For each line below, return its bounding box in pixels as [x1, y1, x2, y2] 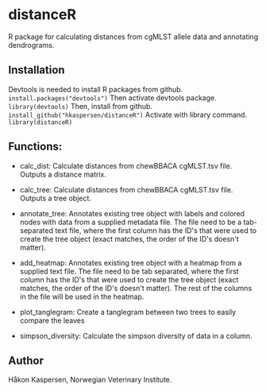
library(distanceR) [8, 118, 73, 126]
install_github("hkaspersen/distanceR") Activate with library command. [8, 110, 248, 119]
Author [8, 354, 44, 367]
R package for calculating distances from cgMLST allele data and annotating [8, 32, 259, 41]
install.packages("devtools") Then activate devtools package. [8, 93, 217, 103]
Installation [8, 64, 65, 77]
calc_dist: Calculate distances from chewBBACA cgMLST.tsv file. [19, 161, 233, 170]
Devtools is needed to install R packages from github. [8, 84, 183, 94]
